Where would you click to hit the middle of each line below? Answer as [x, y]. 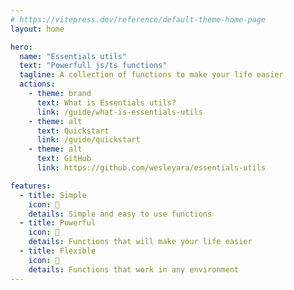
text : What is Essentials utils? [106, 102]
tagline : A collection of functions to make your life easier [151, 75]
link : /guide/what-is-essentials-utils [119, 112]
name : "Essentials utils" [73, 56]
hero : [21, 47]
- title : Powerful [58, 223]
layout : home [37, 29]
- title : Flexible [58, 251]
